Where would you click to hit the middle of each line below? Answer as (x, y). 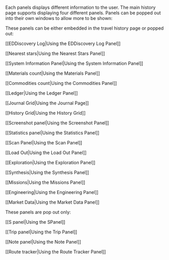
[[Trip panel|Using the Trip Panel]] (41, 232)
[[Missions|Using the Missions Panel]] (45, 182)
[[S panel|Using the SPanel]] (35, 222)
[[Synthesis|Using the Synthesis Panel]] (47, 172)
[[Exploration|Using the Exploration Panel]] (50, 162)
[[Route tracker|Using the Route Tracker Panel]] (56, 252)
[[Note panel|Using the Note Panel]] (43, 242)
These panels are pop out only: (38, 212)
